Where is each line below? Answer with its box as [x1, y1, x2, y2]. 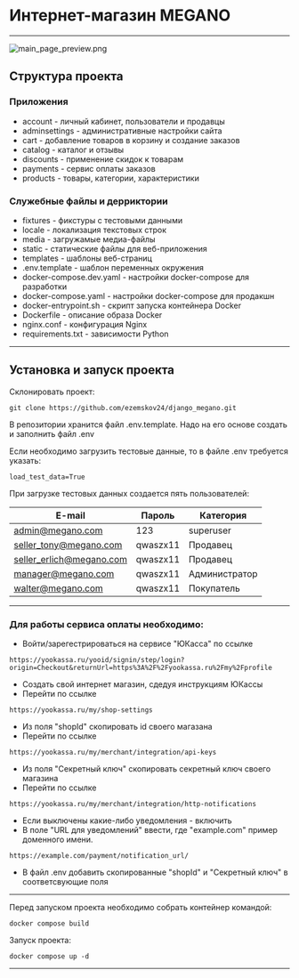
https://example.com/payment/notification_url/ [9, 852, 190, 861]
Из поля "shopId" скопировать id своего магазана [21, 722, 213, 732]
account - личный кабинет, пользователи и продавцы [21, 116, 225, 126]
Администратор [188, 567, 258, 579]
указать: [9, 455, 42, 465]
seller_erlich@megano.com [13, 553, 127, 565]
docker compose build [9, 919, 90, 928]
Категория [199, 509, 247, 521]
